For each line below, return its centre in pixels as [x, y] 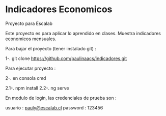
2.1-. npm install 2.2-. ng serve [37, 88]
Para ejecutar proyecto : [31, 68]
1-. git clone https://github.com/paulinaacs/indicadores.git [66, 58]
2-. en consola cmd [26, 78]
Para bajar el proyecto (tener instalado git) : [51, 48]
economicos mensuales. [31, 39]
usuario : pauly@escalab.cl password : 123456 [54, 107]
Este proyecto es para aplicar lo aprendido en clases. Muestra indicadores [83, 33]
